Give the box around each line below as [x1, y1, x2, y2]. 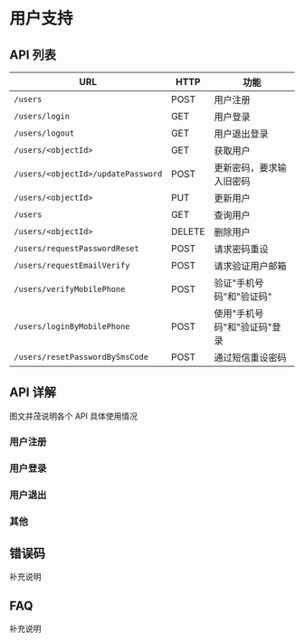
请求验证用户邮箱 [214, 260, 287, 272]
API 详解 [9, 385, 57, 401]
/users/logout [14, 128, 75, 138]
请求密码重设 [214, 243, 269, 255]
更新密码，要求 [214, 162, 278, 174]
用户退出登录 [214, 127, 269, 140]
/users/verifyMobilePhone [14, 284, 126, 294]
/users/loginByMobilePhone [14, 322, 130, 331]
